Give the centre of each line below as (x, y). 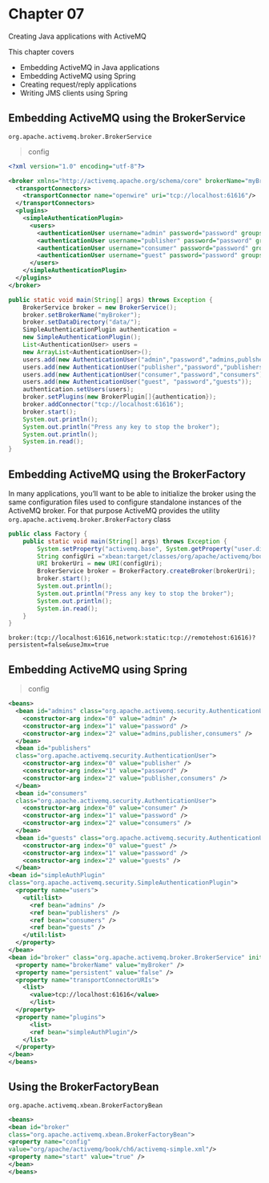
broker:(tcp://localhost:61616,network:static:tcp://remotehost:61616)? (132, 638)
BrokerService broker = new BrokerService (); (100, 307)
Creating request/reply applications (78, 84)
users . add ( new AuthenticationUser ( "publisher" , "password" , (123, 367)
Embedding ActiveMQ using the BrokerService (127, 118)
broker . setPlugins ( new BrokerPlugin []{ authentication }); (120, 397)
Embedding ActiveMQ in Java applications (90, 67)
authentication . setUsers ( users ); (78, 390)
